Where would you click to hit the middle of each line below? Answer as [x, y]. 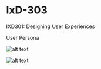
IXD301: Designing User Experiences [51, 26]
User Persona [23, 37]
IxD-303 [27, 10]
